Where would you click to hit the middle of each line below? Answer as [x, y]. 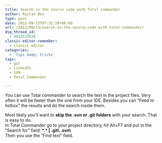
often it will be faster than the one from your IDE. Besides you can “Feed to [80, 100]
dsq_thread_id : [20, 32]
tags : [10, 59]
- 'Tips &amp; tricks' [32, 55]
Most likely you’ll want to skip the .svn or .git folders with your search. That [81, 115]
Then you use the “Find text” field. [39, 135]
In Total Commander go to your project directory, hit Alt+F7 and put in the [78, 125]
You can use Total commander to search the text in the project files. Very [78, 95]
